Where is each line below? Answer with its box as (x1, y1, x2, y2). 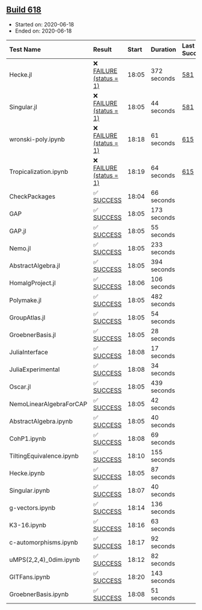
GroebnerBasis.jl (9, 330, 56, 339)
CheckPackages (9, 192, 56, 200)
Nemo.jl (9, 244, 31, 252)
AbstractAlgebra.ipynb (9, 417, 73, 425)
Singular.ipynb (9, 486, 50, 494)
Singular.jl (9, 102, 37, 111)
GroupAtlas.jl (9, 313, 46, 321)
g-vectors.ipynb (9, 504, 56, 512)
